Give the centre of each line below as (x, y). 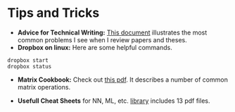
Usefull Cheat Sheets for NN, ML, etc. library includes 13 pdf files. (114, 101)
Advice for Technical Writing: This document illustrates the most (112, 32)
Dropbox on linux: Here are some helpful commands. (95, 47)
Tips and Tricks (53, 13)
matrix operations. (44, 87)
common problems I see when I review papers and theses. (102, 39)
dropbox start (28, 60)
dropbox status (30, 66)
